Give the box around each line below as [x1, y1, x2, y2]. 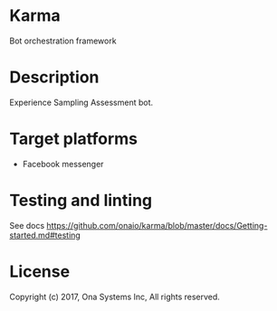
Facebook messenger [22, 158, 104, 169]
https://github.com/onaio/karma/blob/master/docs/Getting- [46, 220, 268, 231]
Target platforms [9, 128, 138, 149]
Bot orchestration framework [9, 35, 117, 46]
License [9, 261, 71, 281]
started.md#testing [9, 230, 81, 240]
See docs [9, 220, 45, 231]
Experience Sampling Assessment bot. [9, 97, 154, 108]
